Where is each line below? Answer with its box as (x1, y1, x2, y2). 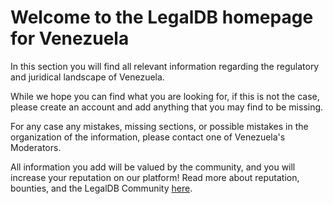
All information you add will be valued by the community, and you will (10, 161, 296, 173)
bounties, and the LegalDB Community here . (10, 182, 193, 194)
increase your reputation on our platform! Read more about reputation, (10, 171, 300, 183)
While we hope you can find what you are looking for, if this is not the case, (10, 90, 320, 102)
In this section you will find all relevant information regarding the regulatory (10, 60, 320, 72)
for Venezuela (10, 27, 130, 50)
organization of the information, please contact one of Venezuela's (10, 131, 286, 143)
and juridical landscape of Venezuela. (10, 71, 165, 83)
